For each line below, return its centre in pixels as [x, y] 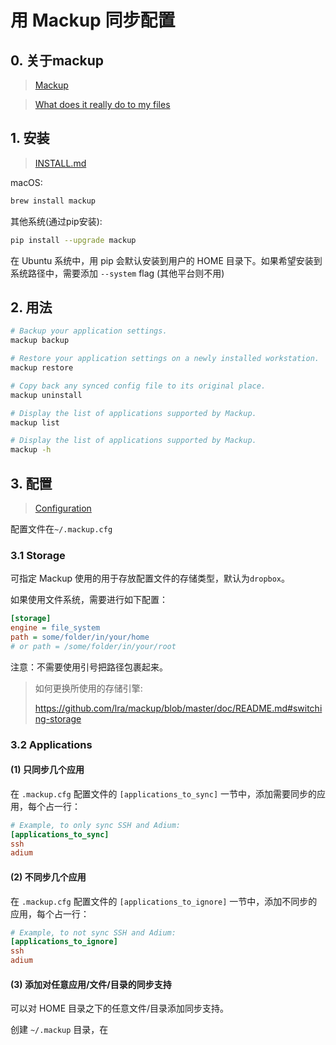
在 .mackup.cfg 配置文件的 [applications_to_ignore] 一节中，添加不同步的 [164, 901]
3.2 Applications [51, 744]
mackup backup [40, 341]
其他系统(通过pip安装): [56, 221]
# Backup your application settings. [89, 331]
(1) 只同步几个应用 [47, 770]
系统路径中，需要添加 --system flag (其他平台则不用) [117, 273]
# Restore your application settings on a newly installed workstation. [165, 359]
